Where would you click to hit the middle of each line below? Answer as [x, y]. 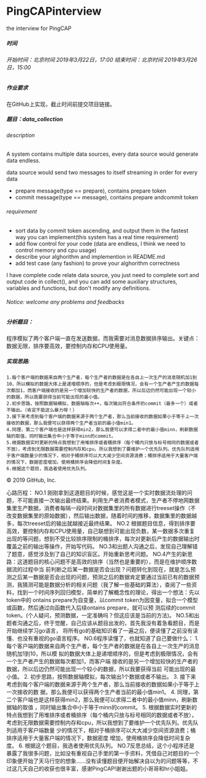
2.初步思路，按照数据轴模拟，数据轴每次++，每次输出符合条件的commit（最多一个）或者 [102, 404]
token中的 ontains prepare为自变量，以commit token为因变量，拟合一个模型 [102, 600]
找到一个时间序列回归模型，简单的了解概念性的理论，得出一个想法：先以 [108, 592]
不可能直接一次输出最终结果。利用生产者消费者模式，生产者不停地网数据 [108, 500]
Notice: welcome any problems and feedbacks [65, 302]
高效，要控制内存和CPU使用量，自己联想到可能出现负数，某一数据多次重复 [101, 531]
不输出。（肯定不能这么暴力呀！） [42, 410]
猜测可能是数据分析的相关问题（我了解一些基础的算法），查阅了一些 [107, 585]
